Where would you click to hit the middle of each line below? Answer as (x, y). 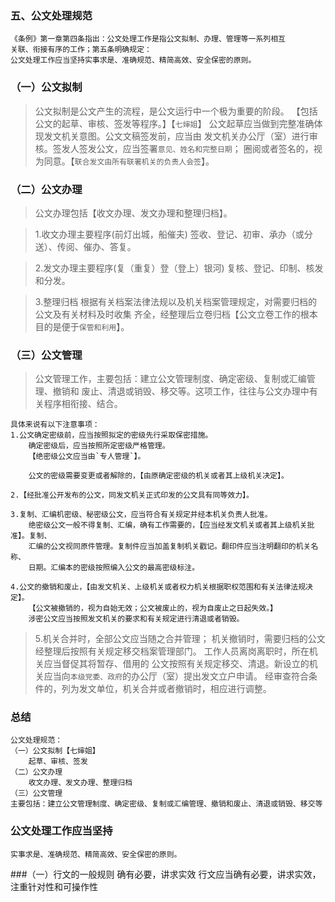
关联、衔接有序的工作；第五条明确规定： (81, 50)
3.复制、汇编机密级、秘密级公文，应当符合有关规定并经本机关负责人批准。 (141, 515)
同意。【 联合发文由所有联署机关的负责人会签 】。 (129, 161)
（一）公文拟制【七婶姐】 (55, 751)
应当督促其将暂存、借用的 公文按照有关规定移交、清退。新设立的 (176, 664)
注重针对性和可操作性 (54, 886)
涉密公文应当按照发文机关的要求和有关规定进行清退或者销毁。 (136, 619)
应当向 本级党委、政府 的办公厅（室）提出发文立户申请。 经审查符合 (176, 676)
